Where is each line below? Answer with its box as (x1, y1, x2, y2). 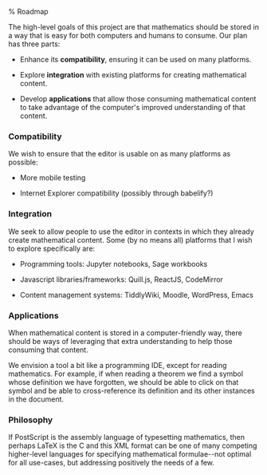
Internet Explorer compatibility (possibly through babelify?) (19, 188, 214, 198)
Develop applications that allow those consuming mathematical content (19, 94, 257, 103)
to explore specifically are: (8, 243, 96, 253)
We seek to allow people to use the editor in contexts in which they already (8, 227, 255, 236)
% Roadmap (8, 7, 49, 16)
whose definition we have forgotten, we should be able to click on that (8, 377, 239, 386)
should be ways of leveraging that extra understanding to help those (8, 336, 233, 346)
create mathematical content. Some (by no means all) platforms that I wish (8, 235, 253, 244)
